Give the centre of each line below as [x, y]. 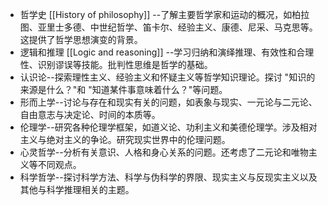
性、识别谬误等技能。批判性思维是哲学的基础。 [116, 64]
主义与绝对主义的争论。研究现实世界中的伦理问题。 [125, 139]
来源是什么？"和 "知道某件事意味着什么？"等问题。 [123, 89]
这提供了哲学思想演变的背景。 [81, 39]
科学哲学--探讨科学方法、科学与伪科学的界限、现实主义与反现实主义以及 [168, 177]
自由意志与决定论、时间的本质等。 [90, 114]
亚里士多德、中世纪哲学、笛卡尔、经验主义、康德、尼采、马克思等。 [177, 27]
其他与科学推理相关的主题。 [77, 189]
